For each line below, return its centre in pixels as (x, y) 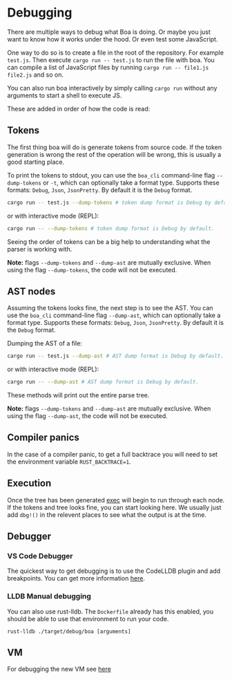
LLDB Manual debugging (49, 596)
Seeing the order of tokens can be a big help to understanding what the (109, 242)
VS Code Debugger (40, 556)
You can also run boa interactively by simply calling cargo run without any (112, 88)
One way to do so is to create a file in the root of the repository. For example (116, 53)
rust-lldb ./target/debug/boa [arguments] (69, 631)
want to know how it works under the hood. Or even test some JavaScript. (113, 39)
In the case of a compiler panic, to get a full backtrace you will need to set (113, 454)
